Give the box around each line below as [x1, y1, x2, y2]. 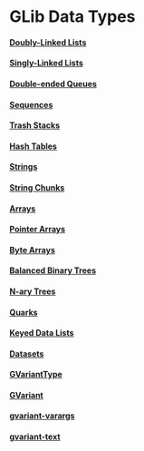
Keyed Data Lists [9, 328, 74, 338]
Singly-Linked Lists [9, 57, 84, 69]
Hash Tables [9, 141, 57, 152]
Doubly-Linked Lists [9, 36, 87, 47]
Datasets [9, 348, 44, 359]
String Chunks [9, 181, 65, 192]
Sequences [9, 99, 53, 110]
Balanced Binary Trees [9, 265, 97, 276]
